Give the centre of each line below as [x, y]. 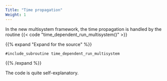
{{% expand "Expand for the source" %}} [49, 44]
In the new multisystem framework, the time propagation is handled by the [83, 29]
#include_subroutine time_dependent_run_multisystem [63, 54]
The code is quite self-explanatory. [42, 73]
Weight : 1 [16, 15]
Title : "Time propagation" [34, 10]
